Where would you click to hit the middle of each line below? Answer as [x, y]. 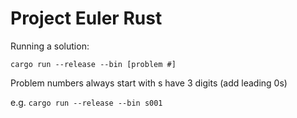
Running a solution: [50, 46]
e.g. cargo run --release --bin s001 [86, 102]
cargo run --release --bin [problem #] [93, 64]
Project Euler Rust [86, 18]
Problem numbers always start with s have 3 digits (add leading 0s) [149, 83]
